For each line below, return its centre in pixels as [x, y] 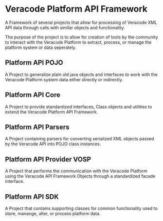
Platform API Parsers [37, 127]
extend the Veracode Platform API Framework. [52, 112]
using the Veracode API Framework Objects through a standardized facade [80, 176]
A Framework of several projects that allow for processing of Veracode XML [81, 22]
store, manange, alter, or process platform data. [53, 213]
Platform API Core [33, 95]
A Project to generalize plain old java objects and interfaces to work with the [81, 74]
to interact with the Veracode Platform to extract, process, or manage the [78, 42]
